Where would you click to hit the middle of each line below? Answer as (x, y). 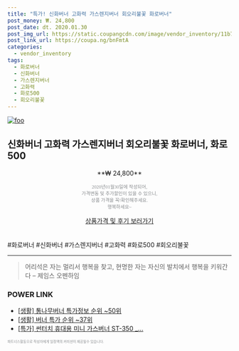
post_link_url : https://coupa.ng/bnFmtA (68, 41)
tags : (15, 61)
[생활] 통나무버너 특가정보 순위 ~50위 (70, 311)
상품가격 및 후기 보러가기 (119, 221)
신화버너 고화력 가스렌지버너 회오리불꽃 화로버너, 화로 (117, 144)
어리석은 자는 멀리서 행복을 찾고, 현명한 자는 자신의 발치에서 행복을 (117, 266)
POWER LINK (30, 294)
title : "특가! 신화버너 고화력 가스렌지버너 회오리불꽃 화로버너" (90, 14)
